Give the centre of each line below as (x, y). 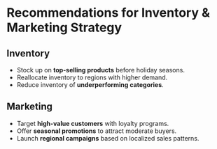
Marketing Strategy (64, 28)
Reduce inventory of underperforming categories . (90, 85)
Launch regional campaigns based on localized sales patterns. (108, 138)
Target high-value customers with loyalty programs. (93, 123)
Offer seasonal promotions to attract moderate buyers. (97, 131)
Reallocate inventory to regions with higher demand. (92, 77)
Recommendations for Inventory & (108, 13)
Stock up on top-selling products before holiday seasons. (100, 70)
